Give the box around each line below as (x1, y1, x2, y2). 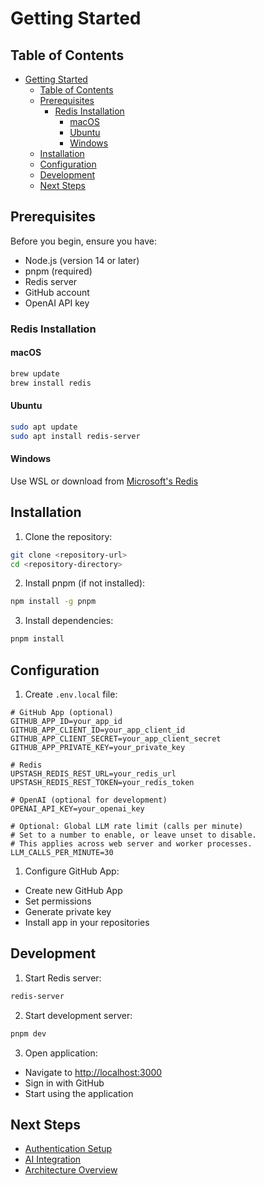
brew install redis (10, 378, 92, 388)
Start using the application (24, 1087, 134, 1099)
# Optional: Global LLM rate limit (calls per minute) (10, 821, 244, 831)
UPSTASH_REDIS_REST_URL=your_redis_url (10, 768, 177, 779)
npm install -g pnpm (10, 597, 97, 607)
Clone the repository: (24, 530, 113, 542)
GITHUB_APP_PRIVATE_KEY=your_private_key (10, 742, 186, 752)
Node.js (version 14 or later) (24, 254, 140, 266)
